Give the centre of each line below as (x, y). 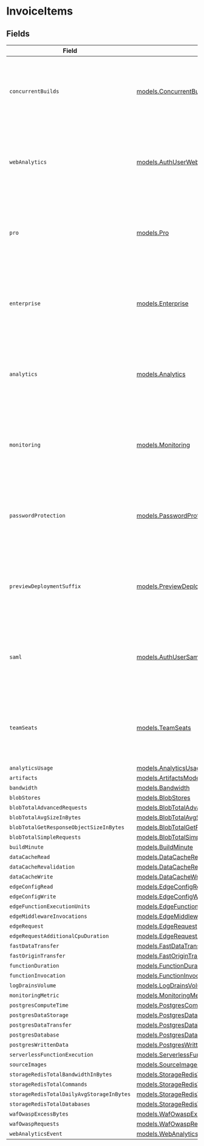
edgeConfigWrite (33, 896)
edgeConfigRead (31, 887)
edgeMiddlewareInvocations (48, 916)
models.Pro (153, 233)
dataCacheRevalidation (42, 867)
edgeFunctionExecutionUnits (50, 907)
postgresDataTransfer (40, 1025)
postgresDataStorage (39, 1015)
